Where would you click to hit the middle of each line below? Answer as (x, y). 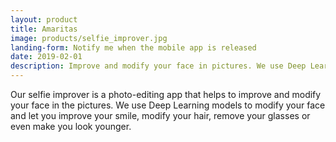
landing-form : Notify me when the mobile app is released (133, 47)
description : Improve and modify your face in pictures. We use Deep (158, 66)
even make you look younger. (71, 126)
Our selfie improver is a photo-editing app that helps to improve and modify (166, 94)
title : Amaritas (44, 29)
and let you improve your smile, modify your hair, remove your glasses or (160, 115)
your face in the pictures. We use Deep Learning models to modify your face (168, 105)
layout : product (44, 19)
